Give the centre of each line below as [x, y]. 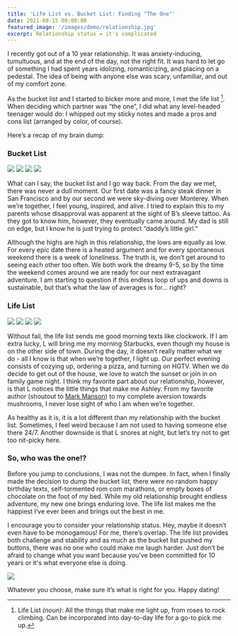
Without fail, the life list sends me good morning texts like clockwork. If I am [118, 336]
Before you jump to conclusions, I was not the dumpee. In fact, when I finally [119, 473]
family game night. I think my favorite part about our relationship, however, [116, 381]
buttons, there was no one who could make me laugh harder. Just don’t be [116, 547]
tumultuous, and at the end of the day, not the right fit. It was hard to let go [116, 62]
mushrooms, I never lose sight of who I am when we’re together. [101, 404]
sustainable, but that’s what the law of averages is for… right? [97, 288]
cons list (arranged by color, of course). [65, 121]
